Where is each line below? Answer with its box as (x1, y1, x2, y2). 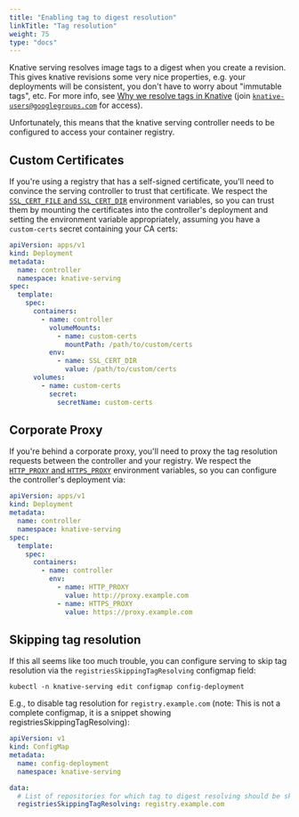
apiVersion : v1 (9, 734, 66, 743)
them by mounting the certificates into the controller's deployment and (9, 205, 269, 215)
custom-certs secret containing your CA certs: (9, 223, 178, 234)
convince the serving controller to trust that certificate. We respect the (9, 186, 268, 197)
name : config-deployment (17, 758, 109, 768)
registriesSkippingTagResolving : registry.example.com (17, 800, 225, 809)
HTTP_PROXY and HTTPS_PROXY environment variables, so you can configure (9, 465, 278, 476)
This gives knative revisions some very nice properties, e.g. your (9, 72, 246, 83)
